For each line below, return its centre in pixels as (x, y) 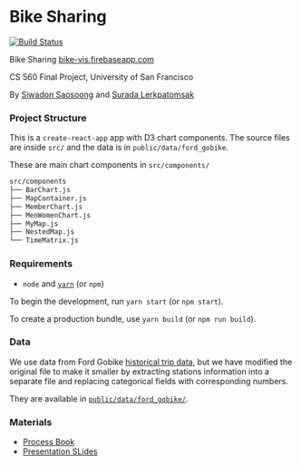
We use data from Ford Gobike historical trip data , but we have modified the (151, 362)
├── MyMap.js (34, 224)
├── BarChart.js (40, 190)
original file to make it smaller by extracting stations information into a (140, 371)
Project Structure (48, 118)
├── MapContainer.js (49, 198)
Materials (31, 421)
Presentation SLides (60, 451)
